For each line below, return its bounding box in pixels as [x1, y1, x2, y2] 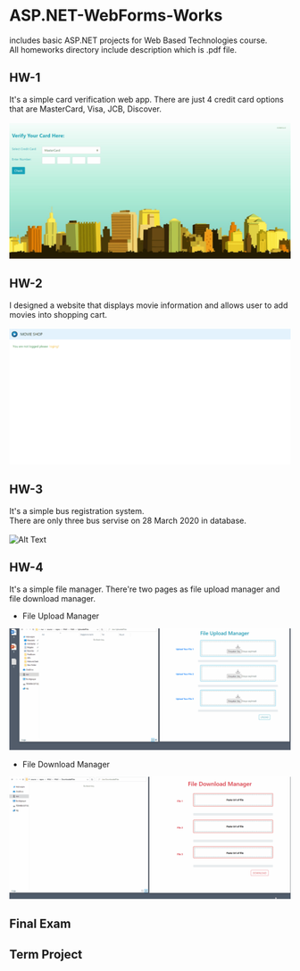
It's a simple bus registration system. [9, 505, 145, 516]
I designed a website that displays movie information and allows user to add [9, 300, 288, 311]
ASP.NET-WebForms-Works [9, 5, 223, 26]
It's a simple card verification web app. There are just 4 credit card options [9, 94, 284, 104]
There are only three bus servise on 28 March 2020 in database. [9, 515, 247, 526]
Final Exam [9, 917, 71, 932]
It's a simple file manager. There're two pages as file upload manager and [9, 584, 280, 594]
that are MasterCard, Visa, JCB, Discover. [9, 104, 162, 114]
